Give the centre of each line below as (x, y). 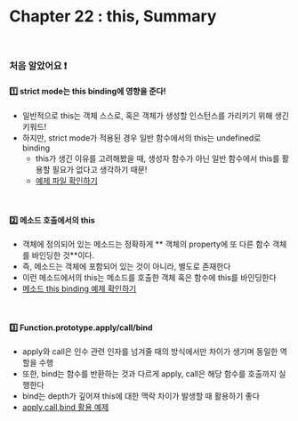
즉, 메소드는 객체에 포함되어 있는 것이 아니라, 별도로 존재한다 (126, 267)
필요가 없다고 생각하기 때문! (100, 170)
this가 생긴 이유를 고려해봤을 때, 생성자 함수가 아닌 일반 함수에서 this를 (157, 158)
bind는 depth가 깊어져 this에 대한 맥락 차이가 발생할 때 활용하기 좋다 (141, 396)
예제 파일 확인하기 (66, 181)
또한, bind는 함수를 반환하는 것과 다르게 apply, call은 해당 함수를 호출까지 (149, 374)
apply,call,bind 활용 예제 (65, 408)
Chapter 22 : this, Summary (113, 16)
